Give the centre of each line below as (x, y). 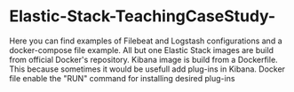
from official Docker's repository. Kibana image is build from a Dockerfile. (143, 59)
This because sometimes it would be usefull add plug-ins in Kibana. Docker (147, 69)
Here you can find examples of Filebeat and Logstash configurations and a (146, 41)
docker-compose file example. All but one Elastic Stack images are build (141, 50)
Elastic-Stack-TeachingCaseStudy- (143, 16)
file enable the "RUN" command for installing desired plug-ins (122, 78)
